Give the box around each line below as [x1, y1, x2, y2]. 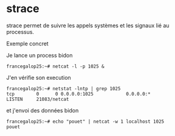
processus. [6, 28, 35, 35]
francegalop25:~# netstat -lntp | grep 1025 [6, 85, 121, 92]
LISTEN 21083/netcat [6, 96, 69, 102]
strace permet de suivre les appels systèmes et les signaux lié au [6, 22, 170, 29]
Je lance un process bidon [6, 51, 73, 59]
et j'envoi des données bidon [6, 106, 79, 114]
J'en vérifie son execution [6, 74, 71, 81]
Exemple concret [6, 40, 49, 47]
